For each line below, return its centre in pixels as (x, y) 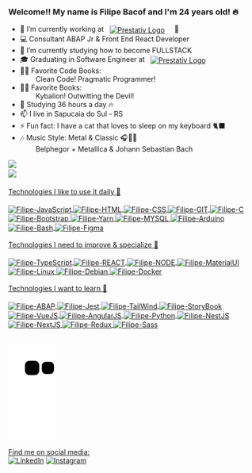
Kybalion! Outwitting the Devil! (85, 96)
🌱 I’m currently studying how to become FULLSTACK (106, 50)
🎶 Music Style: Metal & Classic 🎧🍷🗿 (78, 137)
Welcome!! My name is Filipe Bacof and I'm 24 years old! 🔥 (124, 12)
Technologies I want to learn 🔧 (58, 289)
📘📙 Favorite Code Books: (60, 71)
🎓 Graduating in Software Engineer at (82, 59)
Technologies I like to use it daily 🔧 (65, 191)
